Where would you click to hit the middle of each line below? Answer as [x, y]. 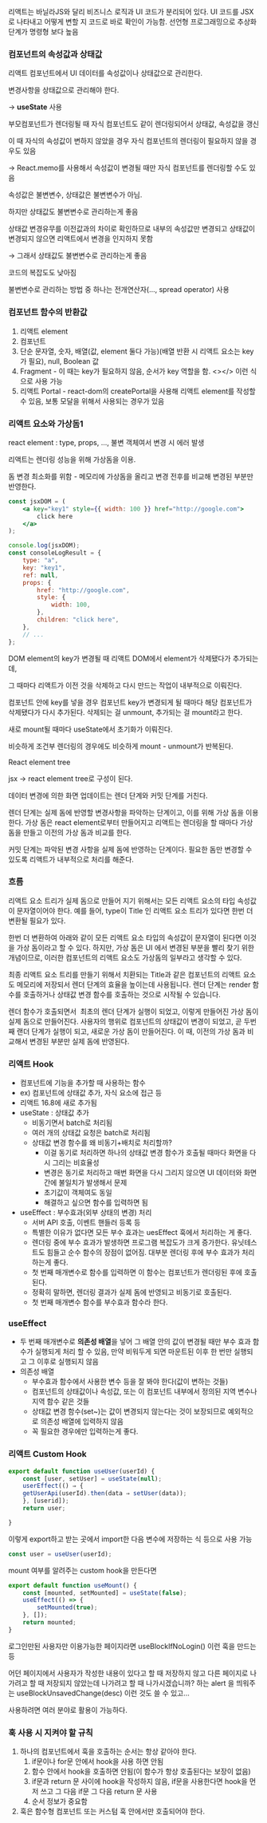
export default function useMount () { [73, 1585]
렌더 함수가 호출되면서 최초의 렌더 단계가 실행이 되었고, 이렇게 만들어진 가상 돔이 [133, 1011]
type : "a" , [41, 561]
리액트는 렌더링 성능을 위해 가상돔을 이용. [72, 459]
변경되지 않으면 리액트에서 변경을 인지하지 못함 [81, 239]
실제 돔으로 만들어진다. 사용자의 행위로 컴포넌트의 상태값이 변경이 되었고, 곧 [125, 1021]
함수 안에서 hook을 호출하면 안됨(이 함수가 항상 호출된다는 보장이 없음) [141, 1772]
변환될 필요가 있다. [37, 921]
